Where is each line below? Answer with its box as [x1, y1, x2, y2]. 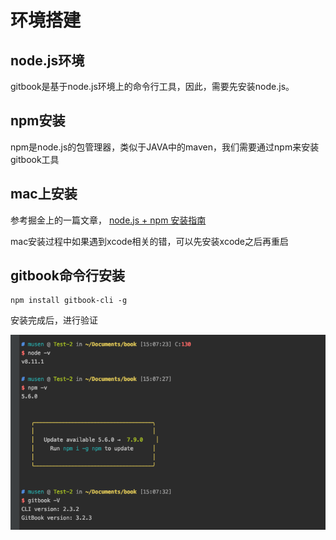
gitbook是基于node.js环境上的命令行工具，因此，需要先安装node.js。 [10, 81, 295, 92]
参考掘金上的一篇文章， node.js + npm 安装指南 [10, 214, 207, 226]
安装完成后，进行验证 [10, 314, 98, 326]
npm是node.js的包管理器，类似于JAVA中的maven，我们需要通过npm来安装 [10, 141, 320, 153]
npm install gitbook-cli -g [10, 296, 128, 306]
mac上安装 [10, 186, 78, 203]
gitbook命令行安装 [10, 267, 125, 285]
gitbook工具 [10, 153, 60, 165]
